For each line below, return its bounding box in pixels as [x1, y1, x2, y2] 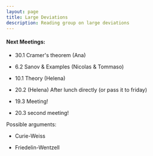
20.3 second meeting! [14, 109, 69, 116]
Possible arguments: [6, 120, 57, 128]
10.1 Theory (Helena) [14, 74, 66, 82]
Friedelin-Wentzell [14, 143, 60, 151]
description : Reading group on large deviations [6, 20, 130, 26]
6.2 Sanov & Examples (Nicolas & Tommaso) [14, 63, 124, 70]
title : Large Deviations [6, 14, 68, 20]
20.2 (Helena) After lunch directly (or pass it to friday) [14, 86, 148, 93]
